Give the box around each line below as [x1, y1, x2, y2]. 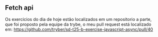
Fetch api [5, 4, 34, 12]
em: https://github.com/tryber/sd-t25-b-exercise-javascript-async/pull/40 [5, 26, 154, 32]
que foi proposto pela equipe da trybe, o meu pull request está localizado [5, 21, 152, 27]
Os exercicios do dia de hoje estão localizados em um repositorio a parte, [5, 16, 152, 22]
